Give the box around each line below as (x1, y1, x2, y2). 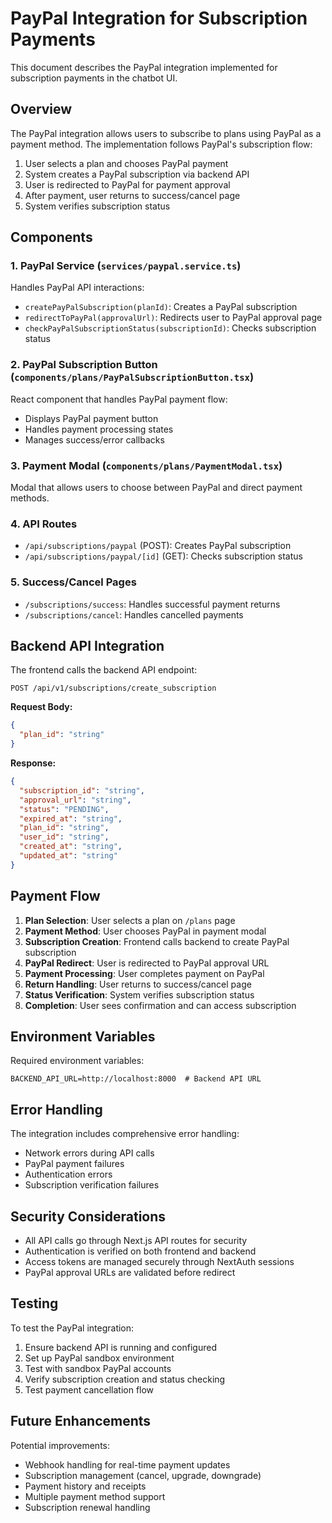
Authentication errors (24, 1168, 113, 1181)
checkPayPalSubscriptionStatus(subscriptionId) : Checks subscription (24, 322, 317, 334)
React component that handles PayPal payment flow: (10, 393, 228, 405)
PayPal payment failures (24, 1158, 125, 1170)
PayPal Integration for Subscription (10, 7, 308, 30)
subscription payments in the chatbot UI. (10, 72, 178, 84)
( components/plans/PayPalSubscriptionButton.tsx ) (10, 370, 255, 384)
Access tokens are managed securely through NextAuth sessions (24, 1256, 295, 1268)
